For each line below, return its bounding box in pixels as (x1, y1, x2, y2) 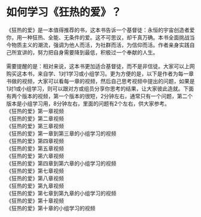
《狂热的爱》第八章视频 (6, 175, 64, 182)
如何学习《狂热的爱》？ (6, 5, 122, 19)
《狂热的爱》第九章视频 (6, 182, 64, 189)
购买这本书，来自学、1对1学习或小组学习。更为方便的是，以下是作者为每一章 (6, 70, 194, 77)
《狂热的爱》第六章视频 (6, 152, 64, 159)
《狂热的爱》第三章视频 (6, 122, 64, 129)
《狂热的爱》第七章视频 (6, 167, 64, 174)
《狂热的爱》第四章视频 (6, 137, 64, 144)
